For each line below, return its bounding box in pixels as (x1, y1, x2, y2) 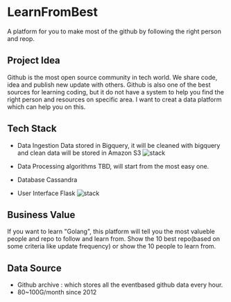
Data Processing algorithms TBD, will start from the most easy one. (17, 162, 209, 170)
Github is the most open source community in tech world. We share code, (7, 73, 218, 81)
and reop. (7, 34, 35, 42)
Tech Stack (7, 123, 57, 135)
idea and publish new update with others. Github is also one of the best (7, 81, 211, 89)
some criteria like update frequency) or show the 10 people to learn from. (7, 242, 216, 251)
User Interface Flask (17, 189, 76, 197)
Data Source (7, 262, 62, 274)
